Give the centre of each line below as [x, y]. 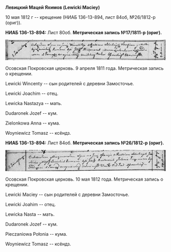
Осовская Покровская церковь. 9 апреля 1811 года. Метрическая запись [84, 68]
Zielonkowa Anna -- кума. [33, 123]
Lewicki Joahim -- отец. [31, 205]
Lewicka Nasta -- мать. [30, 214]
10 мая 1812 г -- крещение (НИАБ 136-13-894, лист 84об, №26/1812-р [80, 17]
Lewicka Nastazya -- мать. [34, 104]
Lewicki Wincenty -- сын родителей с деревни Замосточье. [70, 84]
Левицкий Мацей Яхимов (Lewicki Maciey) [53, 7]
